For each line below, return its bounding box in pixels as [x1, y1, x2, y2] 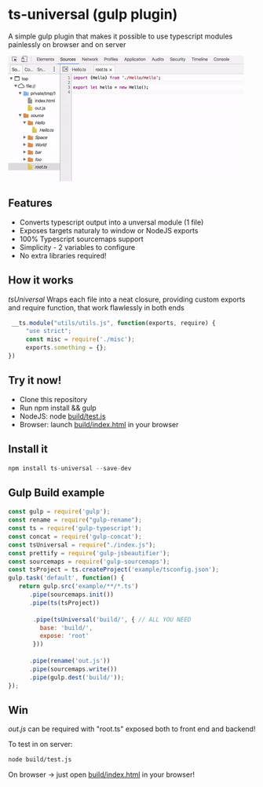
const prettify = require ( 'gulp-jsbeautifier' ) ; [8, 549, 170, 557]
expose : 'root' [39, 632, 89, 640]
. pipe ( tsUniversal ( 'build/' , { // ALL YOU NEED [32, 615, 192, 624]
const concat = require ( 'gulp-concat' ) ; [8, 533, 143, 540]
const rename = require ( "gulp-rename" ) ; [8, 516, 143, 524]
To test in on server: [8, 740, 73, 749]
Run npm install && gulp [19, 403, 97, 412]
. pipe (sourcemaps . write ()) [28, 665, 118, 673]
